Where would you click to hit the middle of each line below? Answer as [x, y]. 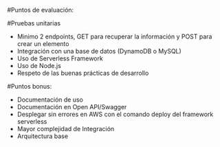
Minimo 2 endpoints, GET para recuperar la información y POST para [114, 36]
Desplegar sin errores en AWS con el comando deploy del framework [115, 114]
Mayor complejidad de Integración [66, 129]
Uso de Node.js [39, 66]
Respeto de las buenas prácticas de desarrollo [83, 73]
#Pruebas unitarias [34, 23]
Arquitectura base [43, 136]
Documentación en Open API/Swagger [72, 107]
